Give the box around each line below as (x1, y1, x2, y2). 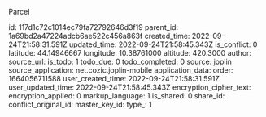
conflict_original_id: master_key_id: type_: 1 (8, 100, 152, 109)
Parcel (8, 7, 30, 16)
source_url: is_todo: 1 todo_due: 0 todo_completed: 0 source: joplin (8, 56, 232, 66)
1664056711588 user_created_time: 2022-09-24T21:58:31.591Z (8, 74, 220, 83)
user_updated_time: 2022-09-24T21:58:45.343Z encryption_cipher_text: (8, 82, 251, 92)
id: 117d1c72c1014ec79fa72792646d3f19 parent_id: (8, 23, 179, 31)
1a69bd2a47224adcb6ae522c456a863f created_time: (8, 31, 190, 40)
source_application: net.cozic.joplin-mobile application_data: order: (8, 65, 233, 75)
